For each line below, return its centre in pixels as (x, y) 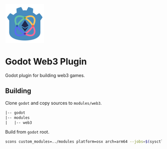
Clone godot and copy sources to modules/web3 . (53, 103)
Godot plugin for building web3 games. (45, 75)
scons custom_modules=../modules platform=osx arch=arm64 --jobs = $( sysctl (84, 142)
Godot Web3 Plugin (46, 62)
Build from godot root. (27, 132)
